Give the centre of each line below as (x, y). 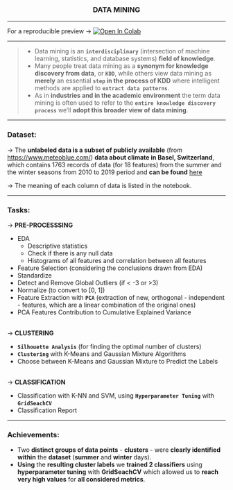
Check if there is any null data (70, 253)
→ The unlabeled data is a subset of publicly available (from (95, 150)
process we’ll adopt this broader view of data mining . (111, 110)
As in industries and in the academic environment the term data (127, 96)
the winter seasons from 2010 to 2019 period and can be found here (105, 172)
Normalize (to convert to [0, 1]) (61, 290)
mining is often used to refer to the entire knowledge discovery (125, 103)
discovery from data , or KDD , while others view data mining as (123, 74)
